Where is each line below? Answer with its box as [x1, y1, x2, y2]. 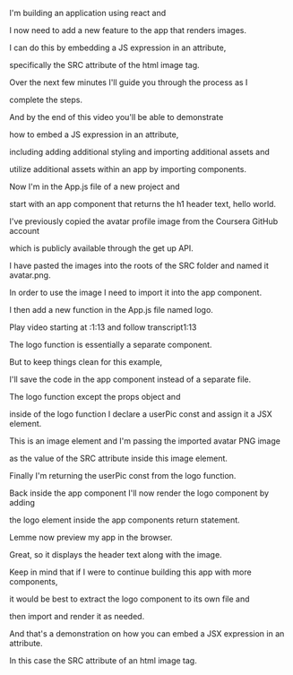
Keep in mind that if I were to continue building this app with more [9, 567, 253, 577]
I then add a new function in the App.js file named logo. [9, 305, 213, 315]
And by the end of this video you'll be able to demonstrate [9, 112, 224, 122]
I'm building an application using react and [9, 8, 167, 18]
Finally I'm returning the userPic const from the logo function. [9, 471, 237, 480]
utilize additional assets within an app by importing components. [9, 164, 246, 174]
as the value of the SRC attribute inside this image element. [9, 453, 228, 463]
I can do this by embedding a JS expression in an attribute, [9, 42, 227, 53]
